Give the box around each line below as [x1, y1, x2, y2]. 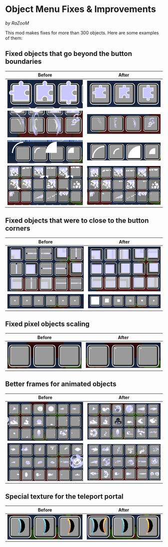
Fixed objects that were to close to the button [5, 216, 149, 224]
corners [5, 224, 30, 232]
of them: [5, 35, 22, 41]
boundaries [5, 57, 42, 66]
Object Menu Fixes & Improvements [5, 3, 156, 15]
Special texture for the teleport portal [5, 492, 124, 501]
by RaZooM [5, 20, 29, 26]
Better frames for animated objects [5, 380, 116, 388]
